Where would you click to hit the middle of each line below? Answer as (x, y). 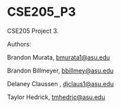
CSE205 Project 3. (33, 31)
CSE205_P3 (42, 12)
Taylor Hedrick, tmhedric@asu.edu (56, 97)
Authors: (19, 44)
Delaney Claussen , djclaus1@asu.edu (60, 83)
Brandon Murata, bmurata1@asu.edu (59, 57)
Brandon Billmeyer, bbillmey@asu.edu (60, 70)
